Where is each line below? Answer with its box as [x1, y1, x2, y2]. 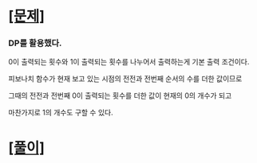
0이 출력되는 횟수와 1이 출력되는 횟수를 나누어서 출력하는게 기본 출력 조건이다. [8, 57, 250, 67]
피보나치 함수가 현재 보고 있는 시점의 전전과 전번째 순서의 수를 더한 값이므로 [8, 74, 243, 83]
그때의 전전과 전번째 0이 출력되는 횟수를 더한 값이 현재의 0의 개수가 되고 [8, 91, 232, 100]
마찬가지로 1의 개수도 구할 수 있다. [8, 108, 113, 118]
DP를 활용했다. [8, 37, 62, 49]
